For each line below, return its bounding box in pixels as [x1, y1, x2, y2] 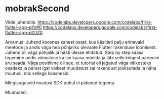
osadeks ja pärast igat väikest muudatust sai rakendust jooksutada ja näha [5, 65, 157, 71]
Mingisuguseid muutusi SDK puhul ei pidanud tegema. [5, 79, 116, 86]
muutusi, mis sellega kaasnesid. [5, 70, 70, 76]
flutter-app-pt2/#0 [5, 29, 43, 35]
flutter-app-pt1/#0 [5, 24, 42, 30]
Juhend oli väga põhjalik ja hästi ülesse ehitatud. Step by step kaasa [5, 49, 144, 55]
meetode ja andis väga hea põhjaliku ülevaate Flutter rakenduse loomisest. [5, 44, 157, 50]
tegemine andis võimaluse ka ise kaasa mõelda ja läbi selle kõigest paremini [5, 54, 160, 60]
